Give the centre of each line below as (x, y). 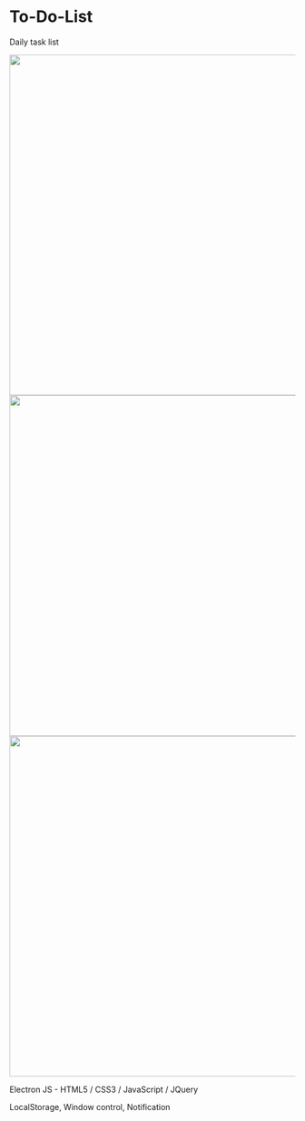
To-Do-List (51, 17)
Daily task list (34, 42)
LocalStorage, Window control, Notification (90, 1106)
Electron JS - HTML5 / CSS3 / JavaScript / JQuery (104, 1089)
